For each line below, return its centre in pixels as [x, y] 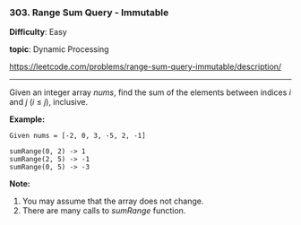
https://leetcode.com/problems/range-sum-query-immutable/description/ [146, 67]
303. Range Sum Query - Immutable [89, 13]
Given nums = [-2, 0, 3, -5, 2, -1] [77, 136]
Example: [27, 119]
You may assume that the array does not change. [113, 201]
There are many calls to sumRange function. [104, 211]
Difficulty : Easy [38, 32]
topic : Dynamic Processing [59, 49]
